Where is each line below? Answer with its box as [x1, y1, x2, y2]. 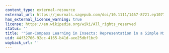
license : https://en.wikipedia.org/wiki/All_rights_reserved [5, 21, 136, 27]
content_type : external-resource [5, 7, 75, 13]
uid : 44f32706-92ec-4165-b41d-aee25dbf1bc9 [5, 36, 98, 41]
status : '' [5, 26, 28, 31]
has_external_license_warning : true [5, 17, 82, 22]
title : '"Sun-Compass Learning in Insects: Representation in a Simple [5, 31, 158, 36]
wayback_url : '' [5, 40, 39, 45]
